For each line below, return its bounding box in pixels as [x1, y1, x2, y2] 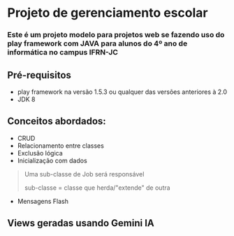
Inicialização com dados [17, 156, 87, 165]
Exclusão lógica [17, 148, 63, 157]
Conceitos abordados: [7, 116, 106, 127]
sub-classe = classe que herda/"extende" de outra [24, 183, 170, 192]
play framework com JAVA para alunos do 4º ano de [7, 39, 188, 48]
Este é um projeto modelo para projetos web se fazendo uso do [7, 30, 225, 40]
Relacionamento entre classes [17, 141, 105, 150]
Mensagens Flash [17, 197, 68, 205]
